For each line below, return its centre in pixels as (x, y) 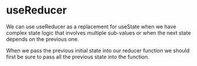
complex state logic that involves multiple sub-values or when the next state (98, 32)
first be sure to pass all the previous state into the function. (78, 57)
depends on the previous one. (42, 39)
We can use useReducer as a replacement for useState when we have (91, 27)
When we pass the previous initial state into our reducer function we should (98, 50)
